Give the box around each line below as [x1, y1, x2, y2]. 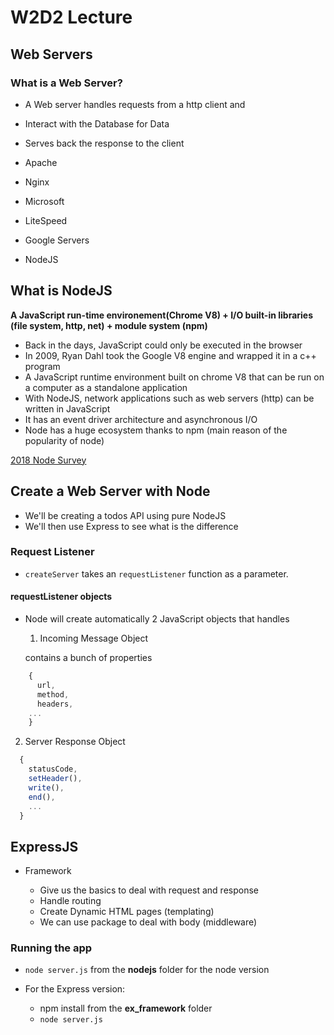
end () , [28, 792, 56, 802]
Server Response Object [24, 736, 126, 748]
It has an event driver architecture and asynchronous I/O [24, 413, 258, 425]
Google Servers [24, 234, 90, 246]
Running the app [10, 941, 93, 955]
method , [36, 689, 70, 700]
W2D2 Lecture [10, 6, 133, 29]
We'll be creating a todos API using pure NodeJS [24, 509, 227, 521]
